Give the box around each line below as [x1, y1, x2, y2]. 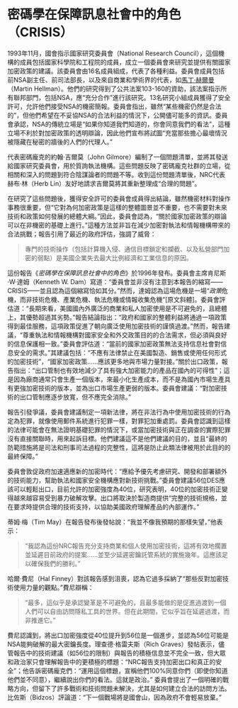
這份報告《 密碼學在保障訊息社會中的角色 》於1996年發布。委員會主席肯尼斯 [7, 269, 227, 277]
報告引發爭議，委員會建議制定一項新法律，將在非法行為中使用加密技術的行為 [7, 408, 231, 416]
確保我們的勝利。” [30, 559, 81, 568]
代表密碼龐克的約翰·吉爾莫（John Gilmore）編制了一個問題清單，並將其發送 [7, 152, 228, 161]
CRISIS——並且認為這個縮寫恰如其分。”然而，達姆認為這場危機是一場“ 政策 [7, 286, 222, 295]
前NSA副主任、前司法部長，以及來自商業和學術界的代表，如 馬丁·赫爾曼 [7, 75, 215, 84]
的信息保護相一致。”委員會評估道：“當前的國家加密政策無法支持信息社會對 [7, 339, 221, 348]
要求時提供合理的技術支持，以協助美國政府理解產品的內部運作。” [13, 502, 200, 511]
